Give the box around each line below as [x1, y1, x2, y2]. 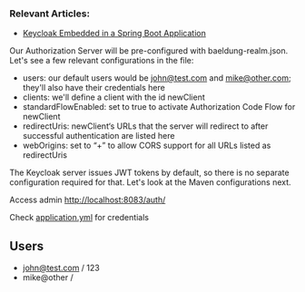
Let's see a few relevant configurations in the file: [9, 55, 194, 66]
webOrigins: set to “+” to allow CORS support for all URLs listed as [22, 140, 271, 151]
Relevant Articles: [9, 7, 91, 20]
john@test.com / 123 [22, 262, 100, 274]
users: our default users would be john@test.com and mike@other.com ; [22, 73, 292, 83]
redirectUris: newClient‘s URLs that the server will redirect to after [22, 121, 269, 131]
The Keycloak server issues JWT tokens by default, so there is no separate [9, 167, 290, 179]
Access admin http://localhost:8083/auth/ [9, 194, 166, 206]
